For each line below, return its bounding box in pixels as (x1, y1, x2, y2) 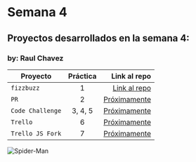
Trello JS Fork (11, 129, 62, 137)
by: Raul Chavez (7, 53, 64, 63)
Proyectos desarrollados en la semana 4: (7, 32, 190, 44)
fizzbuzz (11, 83, 40, 92)
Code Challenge (11, 107, 62, 114)
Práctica (67, 71, 97, 81)
